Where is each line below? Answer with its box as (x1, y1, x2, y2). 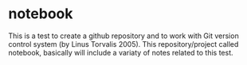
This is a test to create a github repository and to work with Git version (8, 31, 239, 40)
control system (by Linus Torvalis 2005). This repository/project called (8, 39, 239, 48)
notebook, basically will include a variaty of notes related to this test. (8, 48, 233, 57)
